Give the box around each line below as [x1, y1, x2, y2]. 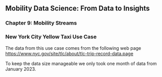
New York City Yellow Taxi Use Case [5, 33, 97, 41]
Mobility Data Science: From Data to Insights [5, 4, 150, 13]
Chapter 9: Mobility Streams [5, 20, 77, 27]
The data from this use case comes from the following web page [5, 45, 142, 51]
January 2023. [5, 66, 36, 72]
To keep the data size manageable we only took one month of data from [5, 60, 157, 66]
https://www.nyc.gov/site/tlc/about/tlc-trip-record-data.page [5, 50, 134, 56]
